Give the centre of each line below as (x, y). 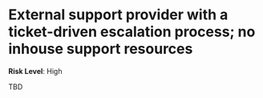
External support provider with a (118, 15)
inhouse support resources (101, 49)
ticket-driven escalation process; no (132, 32)
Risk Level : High (35, 71)
